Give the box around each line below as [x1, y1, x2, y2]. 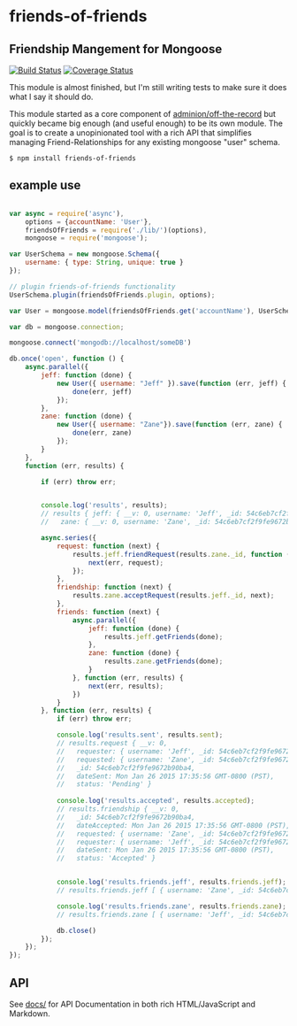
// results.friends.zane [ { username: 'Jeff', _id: [56, 910, 255, 919]
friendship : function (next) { [56, 582, 172, 592]
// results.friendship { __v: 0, [56, 805, 179, 814]
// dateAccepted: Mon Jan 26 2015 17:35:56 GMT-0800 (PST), [56, 821, 291, 829]
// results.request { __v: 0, [56, 739, 168, 748]
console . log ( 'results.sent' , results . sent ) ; [56, 730, 224, 740]
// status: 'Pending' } [56, 780, 152, 789]
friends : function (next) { [56, 607, 161, 616]
